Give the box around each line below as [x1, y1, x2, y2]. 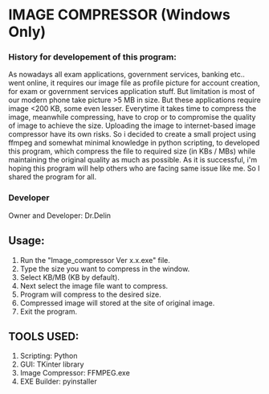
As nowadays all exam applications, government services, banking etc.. [8, 70, 245, 80]
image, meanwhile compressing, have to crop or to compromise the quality [8, 113, 256, 122]
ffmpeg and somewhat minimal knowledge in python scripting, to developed [8, 138, 260, 148]
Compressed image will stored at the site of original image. [19, 298, 215, 307]
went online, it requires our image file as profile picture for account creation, [8, 78, 260, 88]
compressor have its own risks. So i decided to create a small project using [8, 129, 257, 139]
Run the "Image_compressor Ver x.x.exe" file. [19, 255, 171, 265]
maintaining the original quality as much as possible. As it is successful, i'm [8, 155, 258, 165]
